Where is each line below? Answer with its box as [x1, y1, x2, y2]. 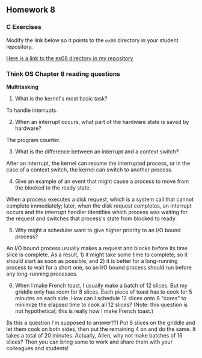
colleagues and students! [6, 344, 69, 351]
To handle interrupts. [6, 106, 58, 114]
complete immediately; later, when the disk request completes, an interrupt [6, 202, 192, 209]
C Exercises [6, 23, 42, 31]
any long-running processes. [6, 270, 78, 277]
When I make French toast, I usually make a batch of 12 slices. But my [14, 282, 188, 289]
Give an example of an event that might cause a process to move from [14, 177, 189, 185]
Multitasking [6, 83, 39, 90]
